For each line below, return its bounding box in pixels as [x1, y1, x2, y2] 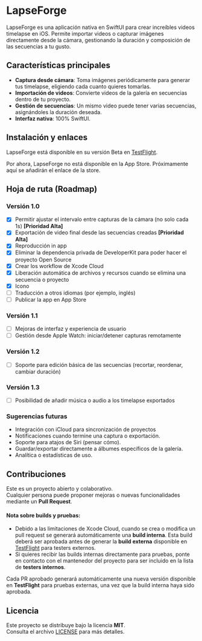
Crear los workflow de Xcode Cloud [14, 262, 104, 269]
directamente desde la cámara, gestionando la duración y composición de [6, 36, 191, 43]
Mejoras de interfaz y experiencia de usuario [14, 325, 127, 333]
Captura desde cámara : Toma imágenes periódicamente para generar [14, 76, 191, 83]
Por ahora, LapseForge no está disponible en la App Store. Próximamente [6, 160, 189, 167]
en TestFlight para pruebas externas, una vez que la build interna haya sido [6, 582, 195, 589]
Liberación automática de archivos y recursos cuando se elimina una [14, 269, 186, 276]
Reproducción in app [14, 242, 68, 249]
